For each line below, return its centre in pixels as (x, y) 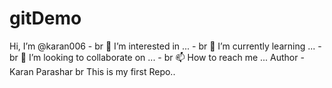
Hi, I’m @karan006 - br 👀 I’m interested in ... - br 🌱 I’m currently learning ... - (165, 46)
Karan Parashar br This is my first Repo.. (92, 71)
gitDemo (45, 18)
